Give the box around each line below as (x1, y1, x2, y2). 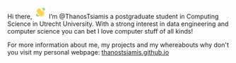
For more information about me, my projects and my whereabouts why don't (7, 41, 230, 49)
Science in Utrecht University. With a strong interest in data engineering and (7, 20, 229, 28)
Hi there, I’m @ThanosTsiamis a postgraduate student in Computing (7, 13, 219, 20)
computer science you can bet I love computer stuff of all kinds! (7, 27, 193, 35)
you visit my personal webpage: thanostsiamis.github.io (7, 48, 170, 56)
